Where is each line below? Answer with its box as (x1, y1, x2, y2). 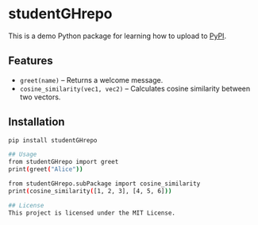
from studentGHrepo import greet (8, 158, 119, 166)
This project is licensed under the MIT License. (8, 208, 176, 217)
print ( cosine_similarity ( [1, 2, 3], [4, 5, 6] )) (8, 187, 172, 195)
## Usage (8, 150, 37, 159)
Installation (8, 115, 65, 129)
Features (8, 54, 53, 68)
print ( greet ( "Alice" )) (8, 165, 83, 173)
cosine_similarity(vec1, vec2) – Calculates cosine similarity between (19, 83, 251, 93)
